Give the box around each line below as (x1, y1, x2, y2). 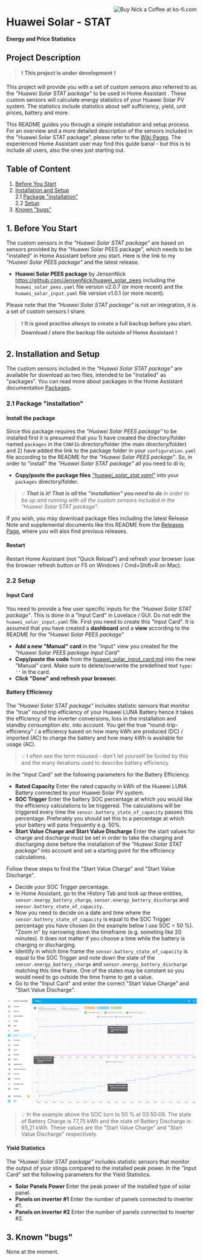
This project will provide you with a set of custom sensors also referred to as (6, 83, 197, 90)
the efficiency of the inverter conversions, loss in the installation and (6, 714, 176, 722)
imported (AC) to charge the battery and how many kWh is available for (6, 734, 184, 741)
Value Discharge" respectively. (21, 1130, 98, 1138)
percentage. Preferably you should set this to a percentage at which (14, 814, 185, 822)
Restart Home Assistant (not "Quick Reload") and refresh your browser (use (6, 555, 195, 562)
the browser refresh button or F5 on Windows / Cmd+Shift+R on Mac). (6, 561, 182, 569)
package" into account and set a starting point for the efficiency (14, 846, 175, 854)
